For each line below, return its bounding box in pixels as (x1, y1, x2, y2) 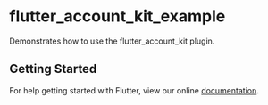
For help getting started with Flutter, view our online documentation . (9, 85, 259, 95)
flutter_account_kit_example (9, 6, 226, 27)
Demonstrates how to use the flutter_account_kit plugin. (9, 36, 215, 46)
